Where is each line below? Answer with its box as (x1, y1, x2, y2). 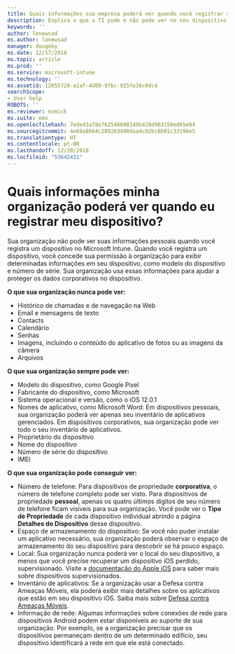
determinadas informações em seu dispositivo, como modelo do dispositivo (7, 259, 225, 267)
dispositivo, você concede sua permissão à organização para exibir (7, 252, 201, 260)
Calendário (17, 323, 50, 332)
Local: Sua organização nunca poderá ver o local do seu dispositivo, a (17, 549, 220, 557)
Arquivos (17, 353, 44, 362)
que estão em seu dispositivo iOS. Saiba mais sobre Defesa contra (17, 594, 210, 602)
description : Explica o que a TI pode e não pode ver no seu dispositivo (7, 17, 227, 24)
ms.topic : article (7, 56, 61, 63)
